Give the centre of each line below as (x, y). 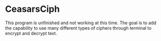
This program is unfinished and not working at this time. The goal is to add (81, 23)
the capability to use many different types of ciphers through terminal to (78, 28)
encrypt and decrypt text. (31, 33)
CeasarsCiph (33, 9)
